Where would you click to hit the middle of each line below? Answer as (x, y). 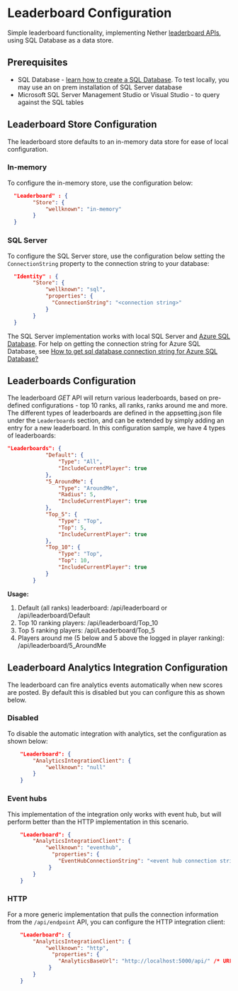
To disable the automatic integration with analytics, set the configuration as (117, 733)
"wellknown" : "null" (75, 767)
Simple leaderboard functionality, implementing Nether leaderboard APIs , (114, 33)
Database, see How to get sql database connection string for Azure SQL (113, 351)
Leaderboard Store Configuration (82, 124)
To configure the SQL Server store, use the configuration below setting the (116, 256)
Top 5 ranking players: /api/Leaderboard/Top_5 (86, 630)
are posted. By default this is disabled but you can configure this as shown (116, 692)
